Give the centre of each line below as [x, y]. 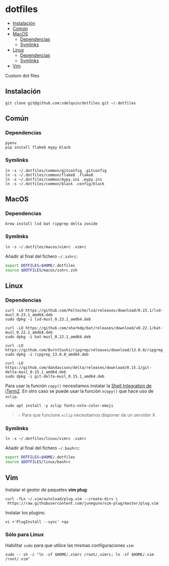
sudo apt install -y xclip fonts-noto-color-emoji [59, 406]
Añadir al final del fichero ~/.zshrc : [41, 256]
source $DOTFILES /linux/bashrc [38, 462]
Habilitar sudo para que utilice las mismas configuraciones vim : [70, 545]
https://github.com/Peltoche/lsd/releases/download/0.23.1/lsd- [94, 311]
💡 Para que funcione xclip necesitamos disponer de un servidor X [86, 415]
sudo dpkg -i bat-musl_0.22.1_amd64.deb [48, 337]
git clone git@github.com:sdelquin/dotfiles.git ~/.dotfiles [71, 103]
